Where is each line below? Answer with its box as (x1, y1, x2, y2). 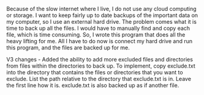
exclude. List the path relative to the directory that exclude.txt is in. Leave (6, 76, 192, 82)
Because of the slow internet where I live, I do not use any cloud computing (6, 5, 197, 12)
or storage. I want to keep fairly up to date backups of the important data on (6, 12, 198, 19)
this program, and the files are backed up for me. (6, 44, 130, 51)
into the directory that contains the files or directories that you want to (6, 69, 183, 76)
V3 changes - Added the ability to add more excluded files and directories (6, 56, 193, 63)
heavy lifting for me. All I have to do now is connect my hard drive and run (6, 38, 193, 44)
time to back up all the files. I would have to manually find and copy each (6, 24, 191, 32)
